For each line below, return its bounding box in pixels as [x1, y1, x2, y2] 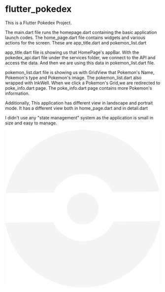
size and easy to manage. [5, 120, 58, 126]
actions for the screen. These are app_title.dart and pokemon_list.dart [5, 39, 147, 45]
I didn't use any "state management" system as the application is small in [5, 114, 154, 120]
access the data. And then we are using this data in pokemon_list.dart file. [5, 60, 155, 66]
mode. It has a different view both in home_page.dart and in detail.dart [5, 105, 148, 111]
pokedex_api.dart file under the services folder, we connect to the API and [5, 54, 156, 60]
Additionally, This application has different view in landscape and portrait [5, 100, 153, 106]
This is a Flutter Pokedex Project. [5, 20, 72, 26]
